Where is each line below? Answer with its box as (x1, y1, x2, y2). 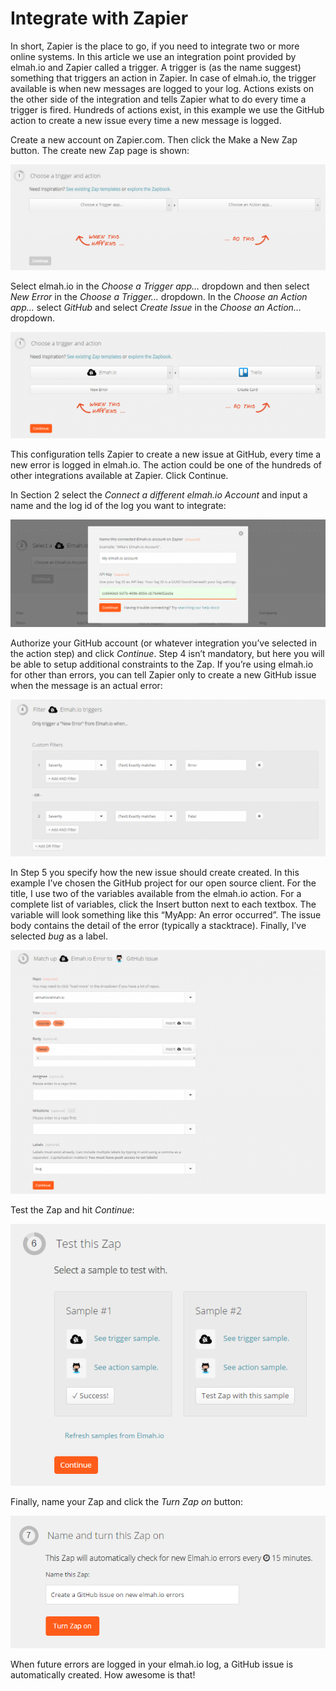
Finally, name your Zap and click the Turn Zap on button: (10, 1496, 244, 1508)
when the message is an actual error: (10, 680, 163, 692)
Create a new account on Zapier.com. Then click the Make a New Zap (10, 133, 298, 146)
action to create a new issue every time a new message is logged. (10, 114, 282, 126)
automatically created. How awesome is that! (10, 1668, 196, 1681)
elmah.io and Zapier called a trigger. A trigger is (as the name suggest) (10, 61, 302, 73)
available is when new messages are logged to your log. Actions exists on (10, 82, 315, 94)
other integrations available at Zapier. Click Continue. (10, 469, 229, 481)
